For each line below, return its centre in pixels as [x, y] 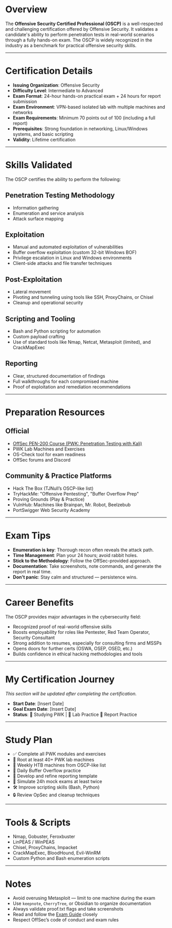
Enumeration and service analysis [48, 213]
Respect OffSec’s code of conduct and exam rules [66, 920]
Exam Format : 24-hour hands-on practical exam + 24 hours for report [87, 96]
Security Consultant [34, 637]
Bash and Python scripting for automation [57, 331]
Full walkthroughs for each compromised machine [66, 381]
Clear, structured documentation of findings [59, 376]
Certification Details [49, 71]
